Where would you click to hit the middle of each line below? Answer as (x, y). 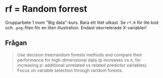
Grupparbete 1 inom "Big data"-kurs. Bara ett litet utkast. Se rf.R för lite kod (82, 22)
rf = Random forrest (46, 9)
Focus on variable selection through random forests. (70, 70)
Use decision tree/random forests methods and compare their (80, 55)
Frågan (16, 43)
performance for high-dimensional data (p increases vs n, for (79, 60)
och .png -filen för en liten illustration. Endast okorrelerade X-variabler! (76, 27)
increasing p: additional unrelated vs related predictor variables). (82, 65)
